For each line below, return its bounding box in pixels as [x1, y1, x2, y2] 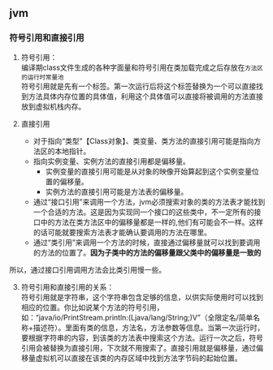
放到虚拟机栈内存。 [20, 101, 86, 111]
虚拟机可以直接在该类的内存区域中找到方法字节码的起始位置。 [35, 353, 242, 363]
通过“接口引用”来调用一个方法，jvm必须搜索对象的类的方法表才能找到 [32, 196, 266, 206]
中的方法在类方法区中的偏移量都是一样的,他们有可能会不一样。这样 [40, 217, 263, 226]
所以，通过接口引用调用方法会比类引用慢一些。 [9, 265, 166, 274]
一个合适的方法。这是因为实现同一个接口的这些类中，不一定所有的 [32, 207, 254, 217]
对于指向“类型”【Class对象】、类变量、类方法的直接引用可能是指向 [32, 136, 254, 145]
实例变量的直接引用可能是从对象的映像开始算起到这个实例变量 [45, 166, 253, 176]
